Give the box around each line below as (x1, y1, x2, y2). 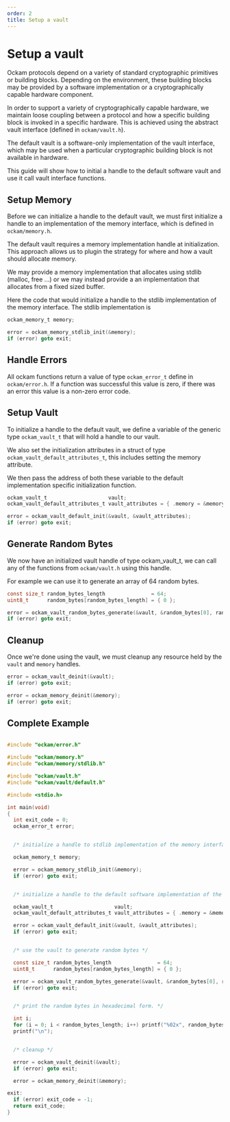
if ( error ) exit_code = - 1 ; (13, 1096, 94, 1103)
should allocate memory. (7, 255, 77, 263)
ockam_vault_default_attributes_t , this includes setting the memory (7, 453, 201, 461)
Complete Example (7, 718, 90, 729)
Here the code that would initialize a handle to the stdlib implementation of (7, 296, 217, 304)
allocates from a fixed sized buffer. (7, 283, 105, 291)
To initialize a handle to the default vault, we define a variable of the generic (7, 425, 221, 433)
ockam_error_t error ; (13, 823, 75, 830)
